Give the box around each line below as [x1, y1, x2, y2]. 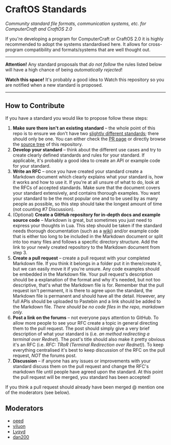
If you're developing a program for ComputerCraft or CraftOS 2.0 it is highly [5, 36, 164, 42]
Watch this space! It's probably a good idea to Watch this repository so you [5, 76, 164, 83]
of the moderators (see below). [5, 389, 71, 396]
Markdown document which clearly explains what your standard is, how [12, 173, 164, 179]
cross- [148, 41, 162, 47]
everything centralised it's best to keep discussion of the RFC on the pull [12, 347, 165, 353]
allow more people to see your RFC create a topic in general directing [12, 320, 158, 326]
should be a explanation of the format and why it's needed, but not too [12, 276, 161, 282]
